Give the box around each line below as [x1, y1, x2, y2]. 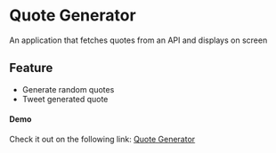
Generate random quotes [21, 84, 115, 94]
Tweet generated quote [21, 93, 109, 104]
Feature [9, 60, 53, 76]
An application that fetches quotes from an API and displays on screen [9, 35, 268, 45]
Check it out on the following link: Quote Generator [9, 133, 196, 144]
